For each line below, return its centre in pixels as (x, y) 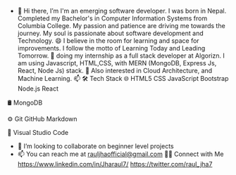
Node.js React (38, 89)
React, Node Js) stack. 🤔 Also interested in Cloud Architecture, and (115, 71)
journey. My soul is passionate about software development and (111, 33)
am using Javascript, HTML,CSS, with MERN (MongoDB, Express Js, (117, 63)
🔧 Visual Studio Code (38, 132)
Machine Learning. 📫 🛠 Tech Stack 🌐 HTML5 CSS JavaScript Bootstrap (123, 78)
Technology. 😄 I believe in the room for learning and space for (108, 41)
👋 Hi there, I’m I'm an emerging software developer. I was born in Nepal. (122, 11)
